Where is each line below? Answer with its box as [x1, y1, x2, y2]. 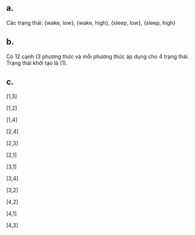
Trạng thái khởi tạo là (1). [6, 59, 68, 67]
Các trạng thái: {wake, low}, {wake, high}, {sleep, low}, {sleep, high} [6, 19, 176, 26]
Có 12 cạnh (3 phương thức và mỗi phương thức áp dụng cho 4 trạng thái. [6, 53, 190, 60]
